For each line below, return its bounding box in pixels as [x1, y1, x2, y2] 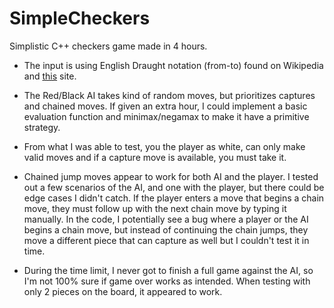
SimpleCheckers [9, 7, 151, 30]
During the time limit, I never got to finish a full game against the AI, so [23, 264, 314, 276]
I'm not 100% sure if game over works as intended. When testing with [23, 275, 311, 287]
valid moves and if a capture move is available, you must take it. [23, 151, 287, 163]
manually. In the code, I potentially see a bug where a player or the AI [23, 213, 309, 225]
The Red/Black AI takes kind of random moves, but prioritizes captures [23, 89, 316, 101]
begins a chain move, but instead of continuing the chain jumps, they [23, 223, 309, 236]
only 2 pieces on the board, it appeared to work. [23, 285, 223, 297]
